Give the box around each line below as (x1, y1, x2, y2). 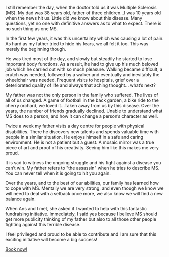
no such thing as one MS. (5, 26, 58, 32)
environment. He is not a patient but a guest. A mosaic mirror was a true (5, 139, 154, 145)
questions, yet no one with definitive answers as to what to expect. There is (5, 20, 162, 26)
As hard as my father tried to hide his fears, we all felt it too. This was (5, 41, 149, 47)
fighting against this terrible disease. (5, 222, 81, 227)
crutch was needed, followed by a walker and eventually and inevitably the (5, 72, 160, 77)
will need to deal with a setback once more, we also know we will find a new (5, 191, 163, 196)
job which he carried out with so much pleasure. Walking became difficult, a (5, 66, 162, 72)
